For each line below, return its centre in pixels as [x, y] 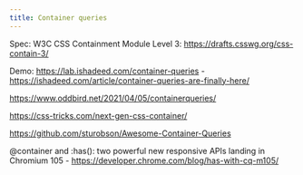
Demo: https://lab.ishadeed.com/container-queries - [108, 71]
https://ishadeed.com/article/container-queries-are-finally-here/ [130, 80]
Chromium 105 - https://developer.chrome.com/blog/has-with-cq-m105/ [144, 160]
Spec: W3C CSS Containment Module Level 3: [96, 44]
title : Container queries [58, 18]
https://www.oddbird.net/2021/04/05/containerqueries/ [113, 98]
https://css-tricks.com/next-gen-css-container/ [98, 115]
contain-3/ [29, 53]
